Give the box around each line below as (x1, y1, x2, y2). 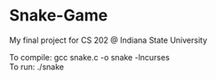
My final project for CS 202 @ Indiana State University (9, 35, 208, 45)
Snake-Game (9, 5, 108, 26)
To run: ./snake (9, 61, 65, 72)
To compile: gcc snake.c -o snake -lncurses (9, 52, 171, 62)
